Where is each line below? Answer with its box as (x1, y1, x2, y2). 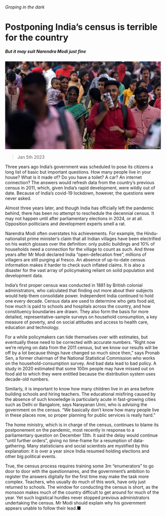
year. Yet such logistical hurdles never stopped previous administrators (5, 495, 150, 501)
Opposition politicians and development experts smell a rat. (5, 221, 126, 227)
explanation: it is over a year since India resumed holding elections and (5, 448, 150, 454)
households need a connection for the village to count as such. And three (5, 246, 155, 253)
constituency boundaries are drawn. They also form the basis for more (5, 309, 149, 315)
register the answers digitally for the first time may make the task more (5, 474, 149, 480)
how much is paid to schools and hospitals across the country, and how (5, 303, 151, 310)
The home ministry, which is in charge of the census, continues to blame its (5, 422, 159, 428)
